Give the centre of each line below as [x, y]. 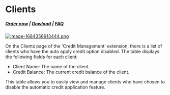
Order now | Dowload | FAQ [35, 23]
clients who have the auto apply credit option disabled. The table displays [82, 52]
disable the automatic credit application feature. [55, 87]
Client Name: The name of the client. [51, 67]
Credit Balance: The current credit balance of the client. [71, 72]
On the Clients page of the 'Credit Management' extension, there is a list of [84, 46]
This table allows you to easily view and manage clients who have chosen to [85, 82]
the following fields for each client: [41, 57]
